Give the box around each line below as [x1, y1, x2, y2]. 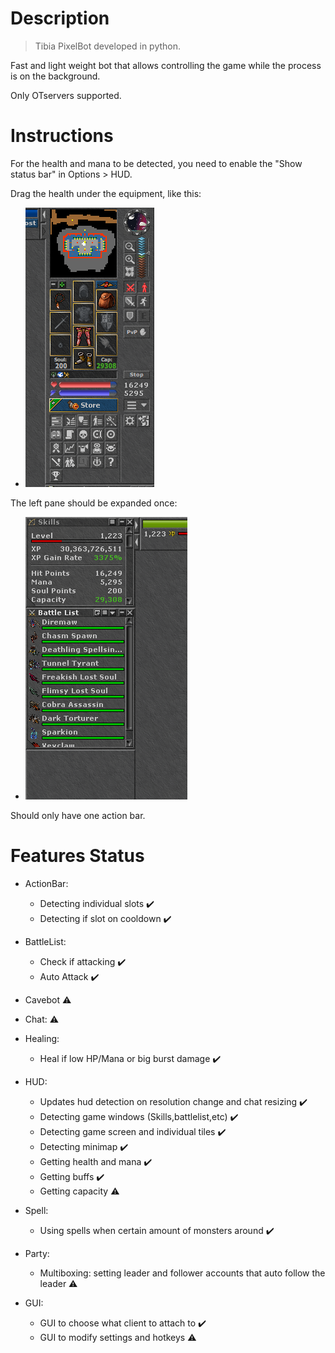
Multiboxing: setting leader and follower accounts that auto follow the [39, 1267, 326, 1279]
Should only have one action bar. [10, 809, 146, 821]
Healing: [24, 1032, 60, 1044]
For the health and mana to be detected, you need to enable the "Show [10, 157, 303, 169]
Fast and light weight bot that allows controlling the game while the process [10, 59, 322, 71]
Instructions [10, 125, 114, 147]
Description [10, 7, 110, 30]
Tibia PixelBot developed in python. [34, 40, 182, 52]
